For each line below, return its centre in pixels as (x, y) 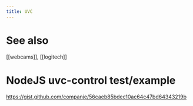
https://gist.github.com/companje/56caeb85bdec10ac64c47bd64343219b (96, 97)
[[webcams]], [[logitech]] (37, 57)
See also (27, 40)
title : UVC (19, 11)
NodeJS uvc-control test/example (91, 80)
